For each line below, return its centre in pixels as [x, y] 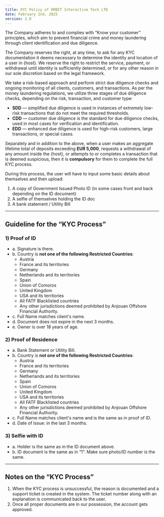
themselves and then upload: [34, 179]
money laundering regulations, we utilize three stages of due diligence [76, 93]
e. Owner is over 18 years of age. [45, 327]
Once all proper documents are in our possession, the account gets [80, 504]
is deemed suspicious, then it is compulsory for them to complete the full [79, 159]
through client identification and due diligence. [52, 43]
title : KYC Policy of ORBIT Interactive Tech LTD [57, 10]
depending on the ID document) [44, 194]
